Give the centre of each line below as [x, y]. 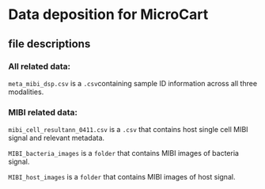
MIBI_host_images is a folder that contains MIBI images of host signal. [122, 177]
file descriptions [49, 44]
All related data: [40, 66]
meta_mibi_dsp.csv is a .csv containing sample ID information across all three [133, 83]
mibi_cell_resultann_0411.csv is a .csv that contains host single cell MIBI [128, 130]
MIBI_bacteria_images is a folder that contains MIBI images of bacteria [124, 153]
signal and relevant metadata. [57, 138]
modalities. [26, 92]
